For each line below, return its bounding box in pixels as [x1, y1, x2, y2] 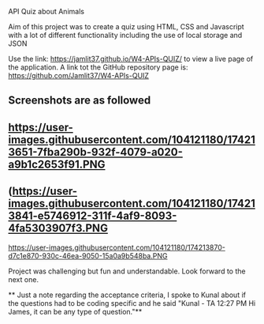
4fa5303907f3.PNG [8, 221, 109, 235]
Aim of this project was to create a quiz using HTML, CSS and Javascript [8, 22, 244, 31]
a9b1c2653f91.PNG [8, 157, 106, 171]
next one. [8, 274, 39, 284]
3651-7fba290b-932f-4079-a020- [8, 145, 183, 159]
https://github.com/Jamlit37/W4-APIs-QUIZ [8, 71, 150, 80]
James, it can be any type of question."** [8, 307, 143, 316]
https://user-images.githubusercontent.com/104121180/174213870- [8, 243, 226, 252]
